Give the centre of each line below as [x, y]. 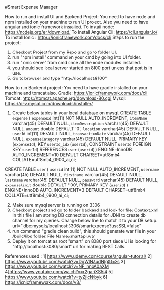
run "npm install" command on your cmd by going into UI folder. [76, 57]
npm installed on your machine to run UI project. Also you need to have [77, 22]
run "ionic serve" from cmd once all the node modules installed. [76, 63]
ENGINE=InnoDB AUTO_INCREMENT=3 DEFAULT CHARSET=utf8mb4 [75, 190]
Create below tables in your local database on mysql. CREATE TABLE [82, 113]
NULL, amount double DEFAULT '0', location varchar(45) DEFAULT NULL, [85, 129]
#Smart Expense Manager [31, 7]
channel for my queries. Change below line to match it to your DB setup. [85, 221]
